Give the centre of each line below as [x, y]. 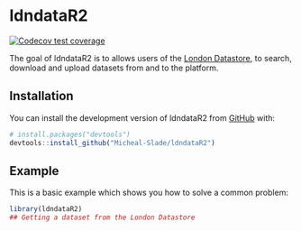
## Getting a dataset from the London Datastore [102, 217]
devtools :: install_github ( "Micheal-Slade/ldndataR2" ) [113, 143]
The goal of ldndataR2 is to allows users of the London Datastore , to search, [151, 58]
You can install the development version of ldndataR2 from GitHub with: [142, 117]
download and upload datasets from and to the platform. [114, 68]
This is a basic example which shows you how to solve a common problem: [149, 193]
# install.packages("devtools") [70, 134]
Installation [41, 96]
